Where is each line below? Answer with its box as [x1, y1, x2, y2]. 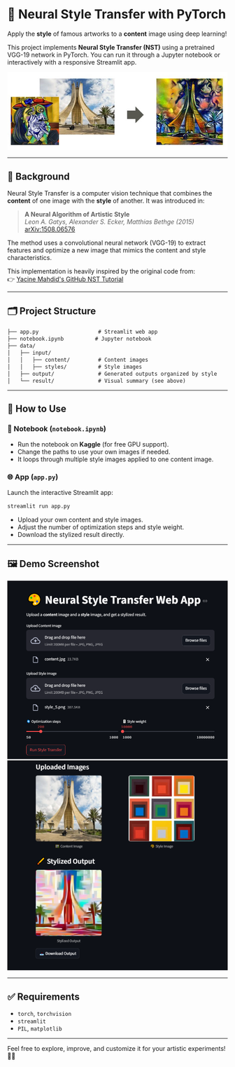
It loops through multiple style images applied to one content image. [17, 455, 214, 463]
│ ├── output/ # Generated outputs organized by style [7, 370, 218, 377]
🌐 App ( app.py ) [7, 473, 59, 482]
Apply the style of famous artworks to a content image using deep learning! [7, 29, 227, 38]
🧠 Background [7, 170, 70, 182]
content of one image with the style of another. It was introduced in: [7, 196, 205, 205]
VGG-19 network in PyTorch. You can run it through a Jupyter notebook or [7, 50, 220, 59]
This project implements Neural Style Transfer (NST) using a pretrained [7, 43, 215, 51]
